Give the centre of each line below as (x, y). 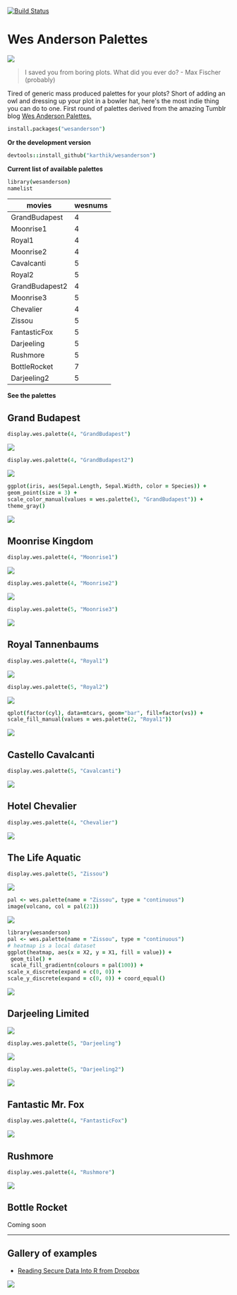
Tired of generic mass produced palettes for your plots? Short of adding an (116, 93)
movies (39, 206)
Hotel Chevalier (42, 806)
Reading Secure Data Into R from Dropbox (78, 1270)
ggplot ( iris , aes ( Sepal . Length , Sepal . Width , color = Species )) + (107, 486)
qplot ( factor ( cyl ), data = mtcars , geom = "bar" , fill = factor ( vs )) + (105, 713)
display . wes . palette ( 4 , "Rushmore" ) (61, 1173)
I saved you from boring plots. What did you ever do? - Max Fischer (122, 72)
